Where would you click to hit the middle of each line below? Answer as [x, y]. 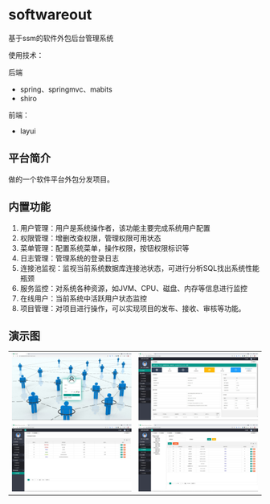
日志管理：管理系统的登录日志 [69, 258]
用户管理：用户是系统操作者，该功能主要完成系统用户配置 [115, 227]
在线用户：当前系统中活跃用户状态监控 [83, 298]
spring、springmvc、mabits [66, 89]
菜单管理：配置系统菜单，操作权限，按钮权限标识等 [104, 248]
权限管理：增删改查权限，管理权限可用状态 [90, 238]
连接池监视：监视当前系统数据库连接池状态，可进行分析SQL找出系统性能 [139, 268]
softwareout [50, 15]
